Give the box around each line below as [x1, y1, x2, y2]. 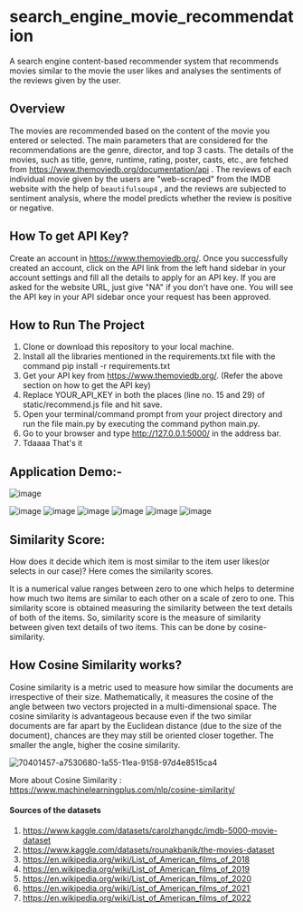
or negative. [9, 202, 54, 213]
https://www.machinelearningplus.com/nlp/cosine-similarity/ [9, 784, 235, 795]
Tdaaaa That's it [22, 438, 83, 449]
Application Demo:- [9, 464, 123, 480]
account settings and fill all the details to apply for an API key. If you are [9, 272, 276, 283]
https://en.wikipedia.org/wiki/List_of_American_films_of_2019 [22, 864, 251, 875]
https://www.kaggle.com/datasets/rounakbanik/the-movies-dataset [22, 845, 275, 856]
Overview [9, 102, 66, 117]
